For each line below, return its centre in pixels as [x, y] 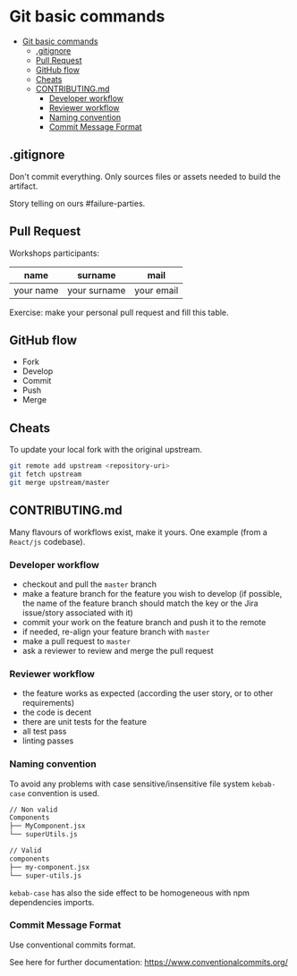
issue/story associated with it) [78, 612]
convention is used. [64, 793]
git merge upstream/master [59, 482]
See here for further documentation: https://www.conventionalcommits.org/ [148, 962]
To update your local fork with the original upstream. [106, 450]
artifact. [24, 186]
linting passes [48, 741]
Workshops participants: [55, 253]
